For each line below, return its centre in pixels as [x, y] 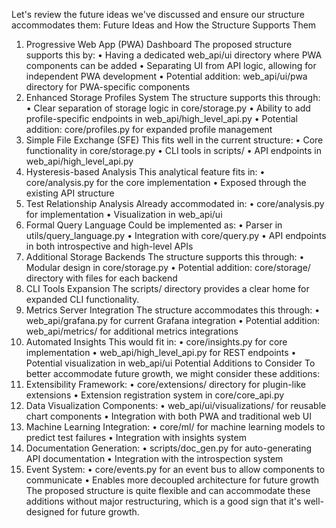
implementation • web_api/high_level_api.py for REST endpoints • [161, 352]
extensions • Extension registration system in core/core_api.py [155, 395]
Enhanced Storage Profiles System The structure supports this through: [173, 97]
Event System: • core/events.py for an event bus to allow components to [175, 469]
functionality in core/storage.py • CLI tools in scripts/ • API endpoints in [173, 150]
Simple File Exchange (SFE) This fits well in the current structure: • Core [174, 140]
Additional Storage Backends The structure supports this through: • [165, 257]
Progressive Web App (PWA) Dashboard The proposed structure [159, 44]
